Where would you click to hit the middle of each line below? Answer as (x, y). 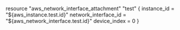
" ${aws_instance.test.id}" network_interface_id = (66, 15)
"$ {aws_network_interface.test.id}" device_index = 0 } (72, 21)
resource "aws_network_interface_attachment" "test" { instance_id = (90, 9)
